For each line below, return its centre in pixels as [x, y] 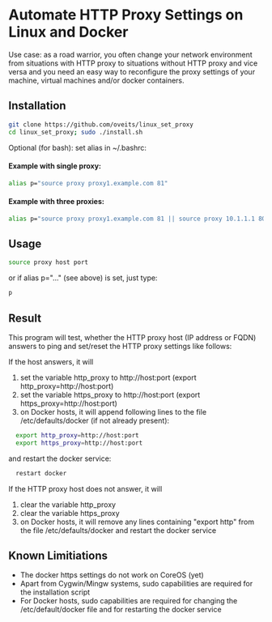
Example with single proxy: [55, 166]
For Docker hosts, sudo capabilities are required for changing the [129, 601]
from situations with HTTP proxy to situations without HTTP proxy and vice [133, 63]
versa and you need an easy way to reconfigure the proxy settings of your [132, 71]
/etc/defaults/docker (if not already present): [95, 421]
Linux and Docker [68, 32]
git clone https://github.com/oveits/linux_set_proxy [101, 124]
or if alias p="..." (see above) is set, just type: [83, 278]
